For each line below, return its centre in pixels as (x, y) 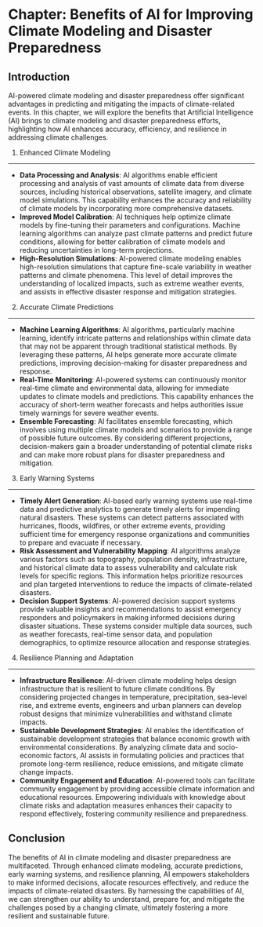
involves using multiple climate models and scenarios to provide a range (136, 430)
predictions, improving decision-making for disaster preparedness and (133, 363)
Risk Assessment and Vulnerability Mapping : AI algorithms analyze (130, 551)
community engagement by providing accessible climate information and (137, 789)
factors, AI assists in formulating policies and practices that (149, 755)
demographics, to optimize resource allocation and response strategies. (135, 642)
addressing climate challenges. (58, 137)
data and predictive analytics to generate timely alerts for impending (130, 509)
